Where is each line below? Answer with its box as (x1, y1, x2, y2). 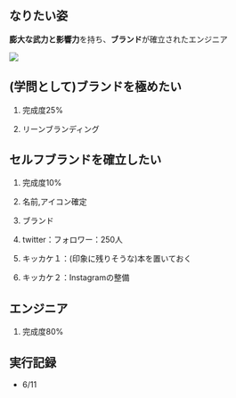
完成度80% (21, 327, 64, 337)
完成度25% (21, 104, 64, 115)
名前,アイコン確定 (21, 196, 87, 207)
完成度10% (21, 178, 62, 188)
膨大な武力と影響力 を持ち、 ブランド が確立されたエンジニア (9, 34, 228, 45)
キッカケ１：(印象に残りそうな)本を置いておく (21, 253, 192, 264)
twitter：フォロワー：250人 (21, 235, 123, 245)
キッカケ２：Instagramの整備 (21, 272, 130, 283)
